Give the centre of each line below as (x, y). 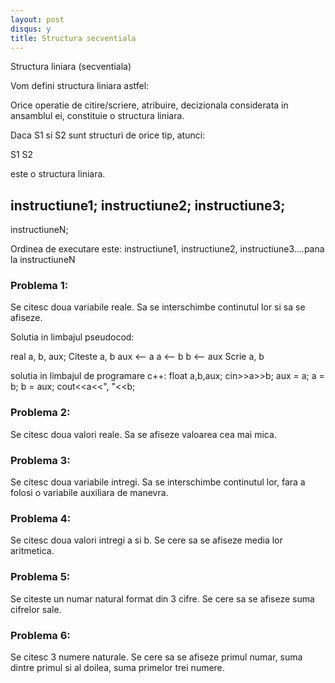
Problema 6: (40, 635)
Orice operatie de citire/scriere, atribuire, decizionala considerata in (149, 105)
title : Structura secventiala (73, 38)
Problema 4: (41, 518)
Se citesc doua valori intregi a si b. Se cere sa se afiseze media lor (146, 540)
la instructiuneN (43, 260)
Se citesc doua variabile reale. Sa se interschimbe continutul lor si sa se (158, 307)
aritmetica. (32, 551)
